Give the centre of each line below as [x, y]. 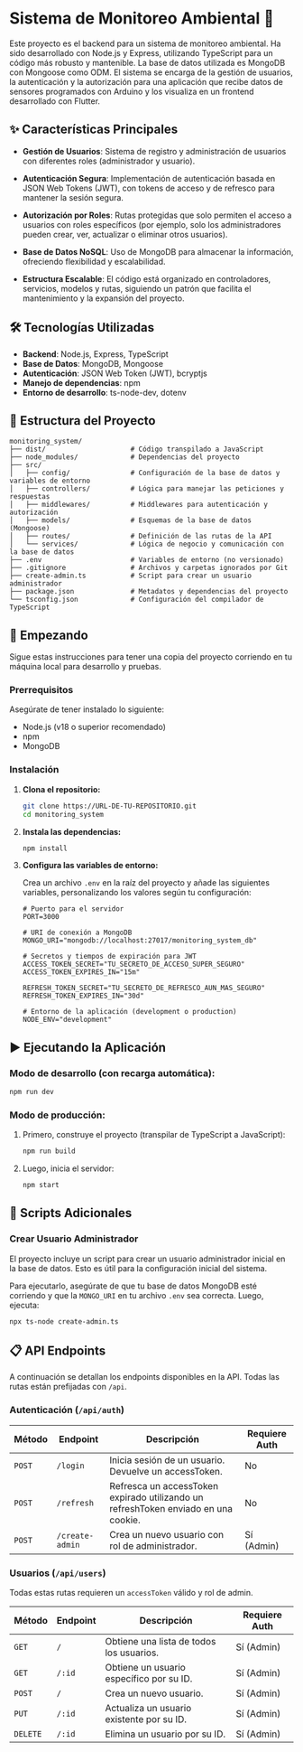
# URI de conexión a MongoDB [77, 933]
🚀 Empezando [49, 635]
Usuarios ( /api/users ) [58, 1573]
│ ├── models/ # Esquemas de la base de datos [131, 520]
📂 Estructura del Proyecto [83, 421]
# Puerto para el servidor [73, 909]
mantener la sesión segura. [73, 197]
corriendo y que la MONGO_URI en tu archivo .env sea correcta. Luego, [137, 1295]
